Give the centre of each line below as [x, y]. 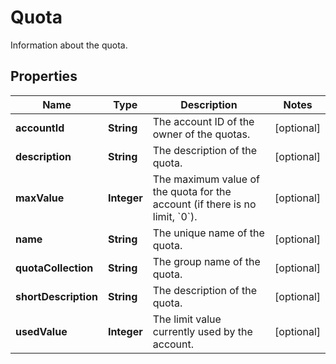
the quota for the [192, 191]
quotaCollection [54, 268]
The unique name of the [208, 233]
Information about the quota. [69, 45]
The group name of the [206, 261]
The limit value [187, 319]
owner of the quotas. [201, 134]
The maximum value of [206, 179]
